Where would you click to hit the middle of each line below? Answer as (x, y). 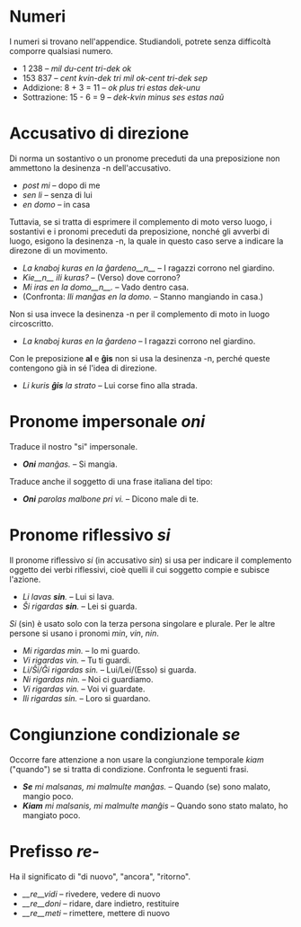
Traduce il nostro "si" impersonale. (73, 446)
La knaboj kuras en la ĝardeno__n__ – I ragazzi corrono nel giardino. (149, 268)
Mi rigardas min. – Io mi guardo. (81, 650)
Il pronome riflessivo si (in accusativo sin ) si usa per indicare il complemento (150, 560)
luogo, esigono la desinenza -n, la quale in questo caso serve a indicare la (146, 241)
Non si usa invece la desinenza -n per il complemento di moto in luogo (140, 314)
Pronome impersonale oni (107, 422)
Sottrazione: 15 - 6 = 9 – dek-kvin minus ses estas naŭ (123, 97)
